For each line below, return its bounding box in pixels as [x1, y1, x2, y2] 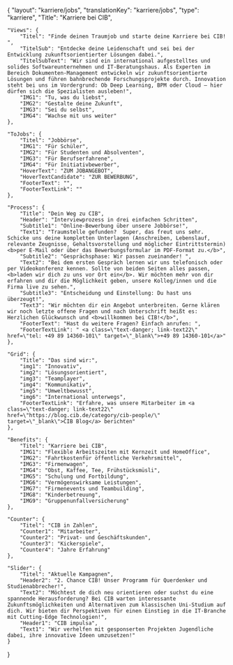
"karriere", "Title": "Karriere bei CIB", [7, 13, 113, 22]
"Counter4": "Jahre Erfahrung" [20, 546, 111, 553]
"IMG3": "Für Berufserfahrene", [20, 155, 114, 162]
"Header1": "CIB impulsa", [20, 620, 98, 627]
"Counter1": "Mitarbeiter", [20, 528, 101, 535]
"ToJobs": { [7, 131, 42, 138]
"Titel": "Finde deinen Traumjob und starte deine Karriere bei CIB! [20, 33, 227, 40]
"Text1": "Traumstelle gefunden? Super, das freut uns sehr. [20, 228, 204, 235]
